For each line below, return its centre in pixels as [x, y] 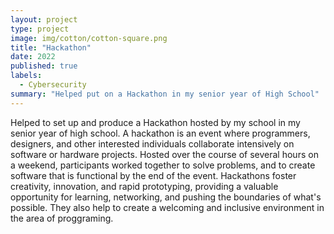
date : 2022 [33, 57]
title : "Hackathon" [51, 47]
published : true [44, 66]
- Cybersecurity [53, 85]
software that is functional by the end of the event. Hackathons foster [153, 175]
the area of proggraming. [62, 218]
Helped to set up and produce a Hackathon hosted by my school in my [155, 122]
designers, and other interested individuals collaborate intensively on [152, 143]
